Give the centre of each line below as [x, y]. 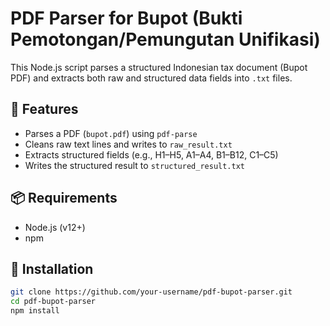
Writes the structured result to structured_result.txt [134, 165]
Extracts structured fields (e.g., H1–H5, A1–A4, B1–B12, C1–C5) [151, 154]
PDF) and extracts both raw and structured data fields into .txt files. [151, 78]
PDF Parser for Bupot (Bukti [126, 18]
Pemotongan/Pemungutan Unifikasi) [165, 39]
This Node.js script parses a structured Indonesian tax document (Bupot [159, 67]
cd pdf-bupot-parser [53, 302]
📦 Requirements [64, 198]
